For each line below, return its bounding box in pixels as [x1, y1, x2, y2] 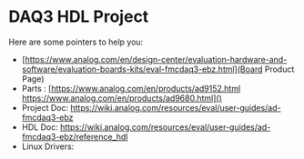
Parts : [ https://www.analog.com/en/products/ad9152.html [21, 83, 241, 94]
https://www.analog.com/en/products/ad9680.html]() [21, 93, 222, 104]
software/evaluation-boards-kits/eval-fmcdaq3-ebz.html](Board [21, 64, 263, 75]
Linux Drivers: [21, 141, 75, 152]
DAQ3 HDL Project [8, 6, 149, 27]
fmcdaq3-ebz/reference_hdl [21, 131, 128, 142]
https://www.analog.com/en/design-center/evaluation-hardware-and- [25, 54, 288, 65]
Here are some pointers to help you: [8, 36, 144, 47]
